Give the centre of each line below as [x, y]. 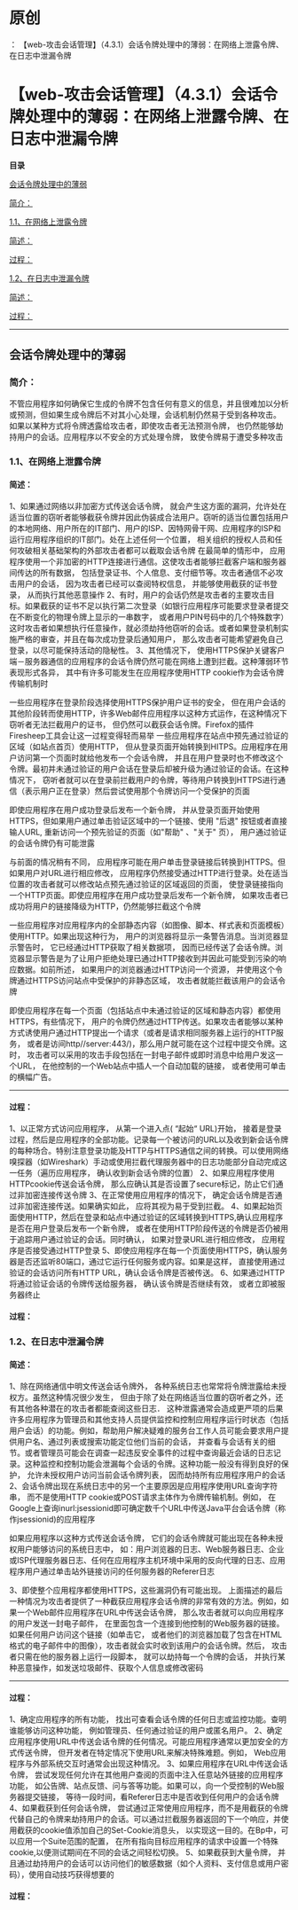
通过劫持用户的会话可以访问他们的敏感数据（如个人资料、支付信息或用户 [149, 1863]
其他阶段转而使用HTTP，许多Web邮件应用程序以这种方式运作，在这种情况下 [149, 713]
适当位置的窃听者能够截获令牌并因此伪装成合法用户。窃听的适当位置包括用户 [149, 517]
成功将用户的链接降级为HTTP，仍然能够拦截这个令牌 [105, 906]
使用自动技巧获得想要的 [71, 1874]
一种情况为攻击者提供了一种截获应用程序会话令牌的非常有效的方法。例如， [145, 1601]
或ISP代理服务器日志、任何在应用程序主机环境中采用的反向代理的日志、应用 [147, 1560]
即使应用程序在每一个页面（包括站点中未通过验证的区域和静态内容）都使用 [145, 1010]
